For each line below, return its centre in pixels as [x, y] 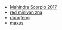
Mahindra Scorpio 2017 [33, 7]
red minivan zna [26, 12]
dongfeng [20, 17]
